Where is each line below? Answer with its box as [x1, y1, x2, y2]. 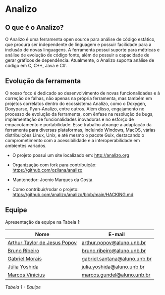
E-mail [108, 231, 125, 238]
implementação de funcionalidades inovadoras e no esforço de [5, 116, 134, 122]
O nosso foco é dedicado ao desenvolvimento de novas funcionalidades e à [5, 90, 160, 96]
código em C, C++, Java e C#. [5, 63, 67, 68]
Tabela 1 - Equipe [5, 284, 41, 290]
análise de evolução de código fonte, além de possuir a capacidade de [5, 52, 150, 58]
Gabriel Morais [7, 255, 42, 262]
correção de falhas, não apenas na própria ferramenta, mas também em [5, 95, 152, 101]
